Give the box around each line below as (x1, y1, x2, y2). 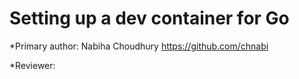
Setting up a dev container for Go (9, 7, 290, 30)
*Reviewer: (9, 59, 56, 71)
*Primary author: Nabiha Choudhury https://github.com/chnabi (9, 40, 269, 52)
